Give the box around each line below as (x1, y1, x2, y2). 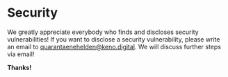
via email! (7, 50, 35, 58)
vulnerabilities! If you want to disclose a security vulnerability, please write (7, 35, 220, 43)
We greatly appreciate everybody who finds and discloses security (7, 28, 199, 36)
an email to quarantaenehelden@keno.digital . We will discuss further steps (7, 42, 221, 51)
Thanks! (7, 63, 32, 71)
